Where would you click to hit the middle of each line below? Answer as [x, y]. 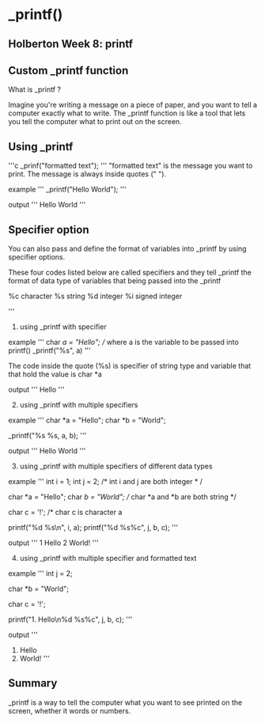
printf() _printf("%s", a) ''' [49, 350]
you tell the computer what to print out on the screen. [95, 122]
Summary [33, 683]
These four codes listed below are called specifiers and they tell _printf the [130, 273]
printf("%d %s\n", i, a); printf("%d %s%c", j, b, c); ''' [93, 528]
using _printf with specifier [63, 327]
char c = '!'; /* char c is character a [65, 513]
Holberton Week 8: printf [70, 44]
